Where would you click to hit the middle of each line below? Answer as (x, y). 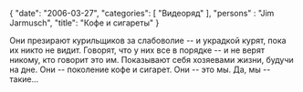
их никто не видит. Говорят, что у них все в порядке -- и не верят (137, 50)
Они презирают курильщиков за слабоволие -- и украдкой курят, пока (148, 41)
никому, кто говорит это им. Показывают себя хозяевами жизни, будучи (151, 60)
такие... (24, 79)
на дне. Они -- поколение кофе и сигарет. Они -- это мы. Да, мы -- (140, 69)
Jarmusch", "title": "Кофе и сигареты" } (84, 23)
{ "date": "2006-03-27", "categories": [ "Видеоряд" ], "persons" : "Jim (142, 13)
